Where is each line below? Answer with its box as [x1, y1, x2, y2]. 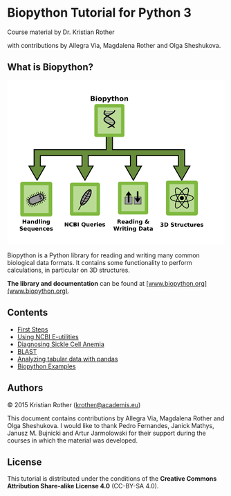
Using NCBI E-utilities [17, 332, 79, 341]
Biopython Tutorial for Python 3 [7, 5, 192, 21]
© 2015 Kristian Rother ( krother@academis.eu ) [7, 400, 141, 409]
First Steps [17, 325, 48, 334]
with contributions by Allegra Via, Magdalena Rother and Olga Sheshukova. [7, 41, 221, 49]
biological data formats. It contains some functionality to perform [7, 258, 192, 266]
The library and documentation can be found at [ [7, 279, 149, 287]
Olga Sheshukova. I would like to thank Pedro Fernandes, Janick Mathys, [7, 421, 214, 429]
